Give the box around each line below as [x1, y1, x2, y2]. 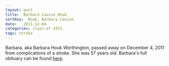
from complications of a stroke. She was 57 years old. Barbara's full [5, 50, 147, 56]
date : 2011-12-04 [5, 21, 47, 27]
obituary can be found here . [5, 55, 64, 61]
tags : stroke [5, 31, 33, 36]
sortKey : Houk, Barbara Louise [5, 17, 74, 22]
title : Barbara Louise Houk [5, 12, 67, 17]
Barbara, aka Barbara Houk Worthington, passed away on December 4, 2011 [5, 45, 164, 50]
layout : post [5, 7, 33, 13]
